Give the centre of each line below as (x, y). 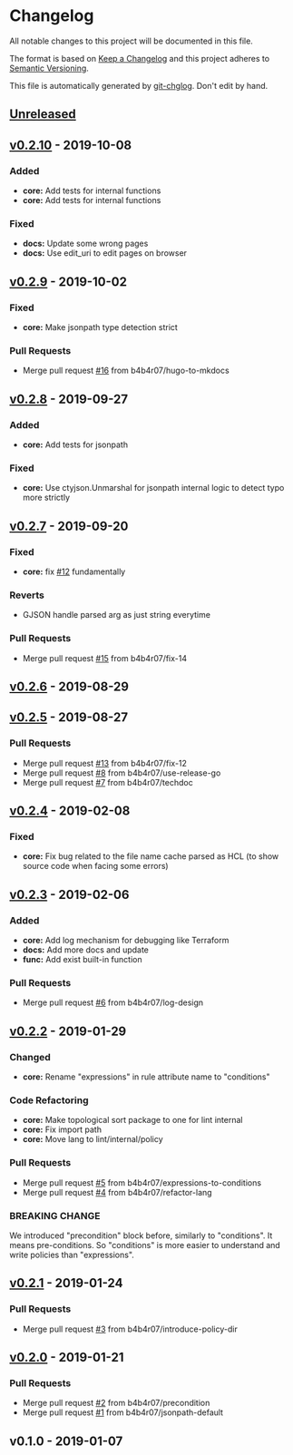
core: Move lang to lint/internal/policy (93, 1139)
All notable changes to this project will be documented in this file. (132, 41)
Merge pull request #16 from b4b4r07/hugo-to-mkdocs (126, 371)
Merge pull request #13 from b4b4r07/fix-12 (105, 763)
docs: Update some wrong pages (85, 244)
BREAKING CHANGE (55, 1216)
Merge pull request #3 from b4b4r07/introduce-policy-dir (130, 1329)
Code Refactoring (49, 1100)
